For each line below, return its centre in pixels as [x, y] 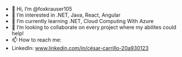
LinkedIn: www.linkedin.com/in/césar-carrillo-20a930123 [80, 48]
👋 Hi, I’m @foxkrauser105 [42, 9]
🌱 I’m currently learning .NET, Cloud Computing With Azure [83, 21]
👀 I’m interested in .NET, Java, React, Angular [66, 15]
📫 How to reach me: [36, 40]
